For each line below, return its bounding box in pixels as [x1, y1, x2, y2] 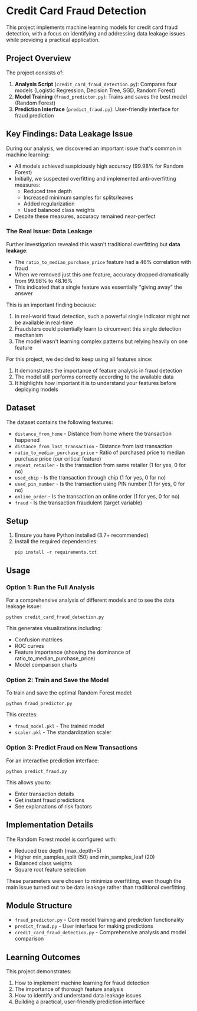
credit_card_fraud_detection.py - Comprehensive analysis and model [14, 929, 186, 936]
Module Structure [6, 901, 73, 911]
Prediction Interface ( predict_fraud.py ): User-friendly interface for [14, 105, 179, 113]
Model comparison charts [14, 661, 78, 668]
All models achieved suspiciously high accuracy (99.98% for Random [14, 162, 184, 169]
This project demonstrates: [6, 968, 72, 975]
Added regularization [23, 200, 75, 207]
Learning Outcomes [6, 952, 81, 962]
